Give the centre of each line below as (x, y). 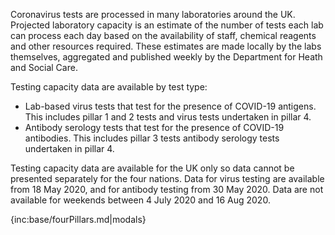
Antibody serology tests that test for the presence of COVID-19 (154, 127)
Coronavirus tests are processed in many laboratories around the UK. (153, 14)
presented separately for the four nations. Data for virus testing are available (167, 178)
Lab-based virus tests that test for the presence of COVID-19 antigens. (170, 106)
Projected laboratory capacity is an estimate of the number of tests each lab (167, 25)
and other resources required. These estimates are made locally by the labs (166, 46)
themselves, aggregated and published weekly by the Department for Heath (166, 57)
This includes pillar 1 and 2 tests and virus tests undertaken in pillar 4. (168, 117)
